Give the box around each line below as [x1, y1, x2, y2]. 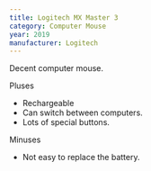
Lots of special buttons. [22, 117, 111, 128]
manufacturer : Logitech [9, 38, 99, 48]
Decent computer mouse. [9, 63, 104, 74]
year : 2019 [9, 30, 50, 39]
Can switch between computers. [22, 107, 144, 118]
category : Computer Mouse [9, 22, 106, 31]
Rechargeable [22, 98, 75, 109]
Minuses [9, 134, 41, 145]
